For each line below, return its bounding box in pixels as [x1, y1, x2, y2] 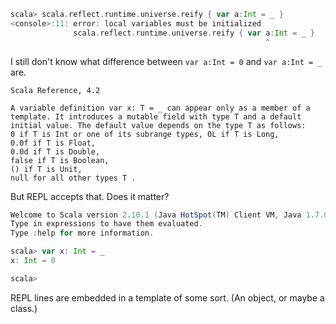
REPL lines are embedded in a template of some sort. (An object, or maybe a [10, 291, 325, 304]
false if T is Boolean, [10, 155, 110, 165]
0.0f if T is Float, [10, 138, 97, 148]
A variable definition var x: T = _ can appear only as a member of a [10, 103, 311, 113]
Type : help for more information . [10, 228, 155, 239]
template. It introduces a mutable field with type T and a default [10, 111, 302, 122]
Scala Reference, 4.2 [10, 85, 101, 95]
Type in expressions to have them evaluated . [10, 219, 203, 229]
